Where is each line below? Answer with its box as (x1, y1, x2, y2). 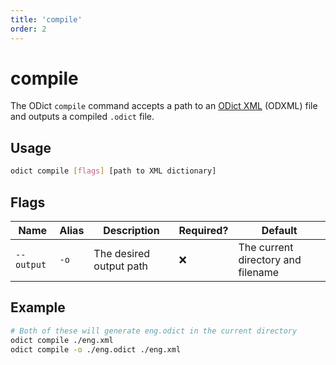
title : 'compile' (10, 14, 83, 25)
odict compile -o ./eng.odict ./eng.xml (10, 344, 182, 355)
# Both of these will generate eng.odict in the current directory (10, 326, 298, 336)
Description (103, 223, 160, 237)
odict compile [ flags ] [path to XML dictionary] (10, 166, 217, 176)
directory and (238, 252, 302, 266)
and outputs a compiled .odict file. (10, 111, 155, 123)
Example (10, 299, 66, 316)
